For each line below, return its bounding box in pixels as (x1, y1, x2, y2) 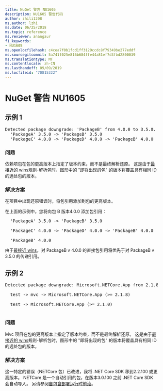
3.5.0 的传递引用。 (5, 253, 42, 260)
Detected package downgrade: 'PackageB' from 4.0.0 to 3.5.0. (5, 127, 156, 132)
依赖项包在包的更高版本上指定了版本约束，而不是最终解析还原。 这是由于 (5, 161, 151, 167)
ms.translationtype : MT (5, 57, 53, 62)
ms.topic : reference (5, 30, 47, 34)
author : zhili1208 (5, 16, 42, 21)
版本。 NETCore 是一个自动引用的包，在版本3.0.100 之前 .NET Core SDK (9, 375, 154, 380)
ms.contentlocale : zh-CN (5, 61, 55, 66)
